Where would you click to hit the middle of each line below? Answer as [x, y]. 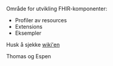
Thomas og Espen [29, 56]
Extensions [29, 27]
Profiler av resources [41, 20]
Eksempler [28, 33]
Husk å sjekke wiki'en [33, 45]
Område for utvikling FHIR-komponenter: [57, 9]
